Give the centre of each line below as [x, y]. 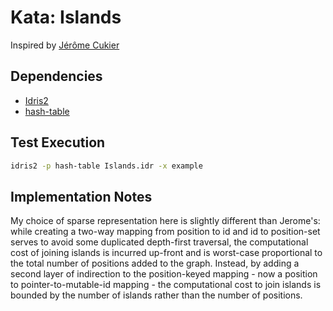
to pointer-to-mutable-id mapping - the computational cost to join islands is [166, 285]
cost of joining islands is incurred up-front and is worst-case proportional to [166, 253]
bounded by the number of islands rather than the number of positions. [156, 295]
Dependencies [56, 76]
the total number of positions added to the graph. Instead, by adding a [155, 263]
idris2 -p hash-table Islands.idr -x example [106, 166]
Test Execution [58, 142]
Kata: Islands [66, 17]
